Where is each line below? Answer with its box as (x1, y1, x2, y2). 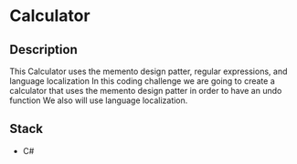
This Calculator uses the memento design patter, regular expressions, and (9, 66, 288, 77)
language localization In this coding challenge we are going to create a (9, 76, 276, 87)
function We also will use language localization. (9, 95, 188, 106)
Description (9, 42, 78, 57)
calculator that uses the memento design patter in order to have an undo (9, 86, 282, 96)
